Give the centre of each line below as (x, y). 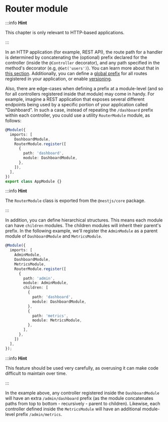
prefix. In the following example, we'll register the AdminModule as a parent (81, 231)
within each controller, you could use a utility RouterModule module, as (77, 115)
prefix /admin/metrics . (39, 414)
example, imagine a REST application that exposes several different (75, 99)
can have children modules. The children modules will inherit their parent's (83, 226)
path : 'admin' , (39, 278)
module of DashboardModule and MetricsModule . (54, 236)
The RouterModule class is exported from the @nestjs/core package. (75, 201)
